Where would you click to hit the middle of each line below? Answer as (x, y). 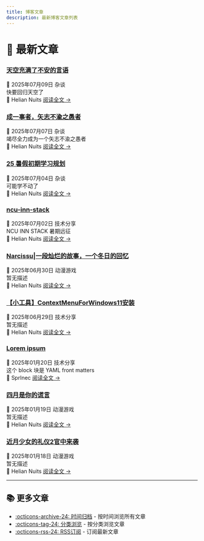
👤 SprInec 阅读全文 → (33, 377)
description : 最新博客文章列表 (42, 18)
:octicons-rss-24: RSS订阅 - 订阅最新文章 (67, 532)
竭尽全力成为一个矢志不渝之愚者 (46, 139)
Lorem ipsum (26, 348)
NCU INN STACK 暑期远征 (39, 231)
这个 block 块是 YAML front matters (50, 370)
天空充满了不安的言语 (37, 70)
